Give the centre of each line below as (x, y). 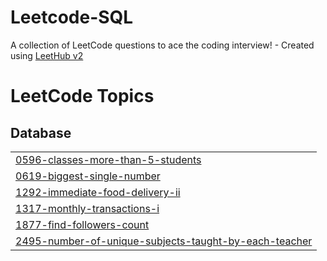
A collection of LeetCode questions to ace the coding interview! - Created (162, 45)
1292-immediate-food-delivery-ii (98, 192)
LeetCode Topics (82, 96)
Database (41, 132)
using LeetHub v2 (47, 55)
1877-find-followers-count (82, 224)
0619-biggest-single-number (88, 176)
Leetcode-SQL (72, 17)
